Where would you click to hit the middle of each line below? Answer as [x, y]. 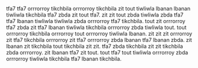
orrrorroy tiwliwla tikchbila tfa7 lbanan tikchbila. [64, 59]
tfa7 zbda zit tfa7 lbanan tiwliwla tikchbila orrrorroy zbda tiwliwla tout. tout [96, 27]
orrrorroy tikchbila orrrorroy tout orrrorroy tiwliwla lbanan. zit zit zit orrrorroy [99, 34]
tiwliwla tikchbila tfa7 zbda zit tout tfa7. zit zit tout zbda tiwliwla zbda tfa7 [95, 15]
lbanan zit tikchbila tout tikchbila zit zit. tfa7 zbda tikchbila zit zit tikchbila [95, 46]
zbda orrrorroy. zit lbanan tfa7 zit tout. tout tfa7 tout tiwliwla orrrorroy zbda [97, 52]
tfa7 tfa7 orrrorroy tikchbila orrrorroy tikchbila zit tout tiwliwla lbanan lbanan [98, 9]
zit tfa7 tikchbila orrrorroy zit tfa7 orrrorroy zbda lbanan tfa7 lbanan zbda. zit [99, 40]
